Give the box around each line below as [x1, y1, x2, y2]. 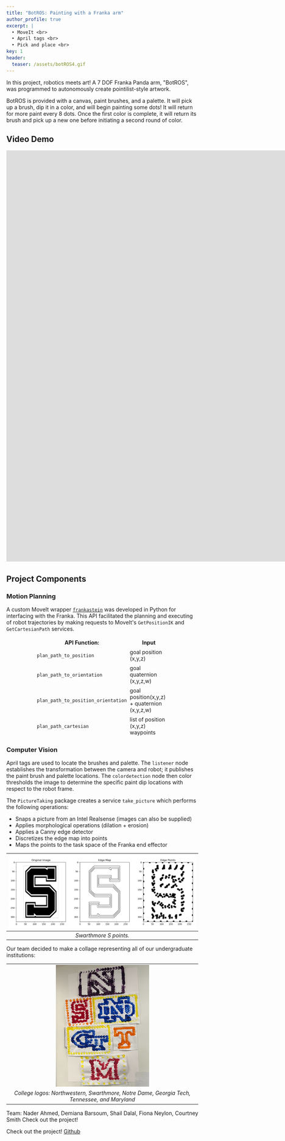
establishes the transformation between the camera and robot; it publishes [6, 766, 194, 773]
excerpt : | [6, 23, 34, 29]
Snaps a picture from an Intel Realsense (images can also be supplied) [15, 815, 192, 822]
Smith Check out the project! [6, 1115, 79, 1123]
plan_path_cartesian [37, 723, 90, 729]
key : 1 [6, 49, 23, 55]
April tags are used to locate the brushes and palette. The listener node [6, 759, 189, 767]
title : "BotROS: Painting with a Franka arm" [6, 10, 124, 16]
